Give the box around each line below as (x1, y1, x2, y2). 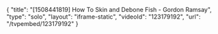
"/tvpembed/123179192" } (6, 20, 79, 27)
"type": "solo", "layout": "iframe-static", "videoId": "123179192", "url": (6, 13, 201, 21)
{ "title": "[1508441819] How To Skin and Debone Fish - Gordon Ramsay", (6, 6, 213, 13)
